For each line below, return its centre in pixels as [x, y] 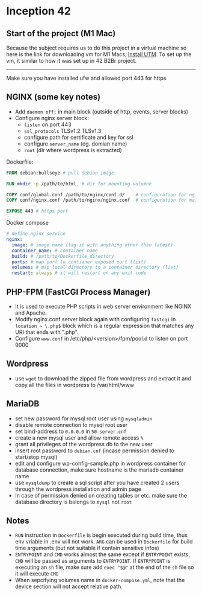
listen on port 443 [47, 124]
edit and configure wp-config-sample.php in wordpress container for [100, 463]
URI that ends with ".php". [47, 332]
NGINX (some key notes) [54, 97]
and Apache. [31, 313]
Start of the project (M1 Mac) [61, 34]
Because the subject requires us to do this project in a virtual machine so [96, 48]
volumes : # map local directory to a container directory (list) [95, 268]
